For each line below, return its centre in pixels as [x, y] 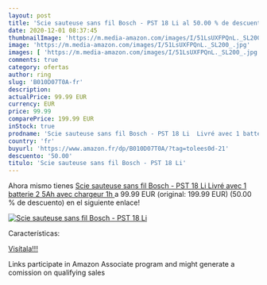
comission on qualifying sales [57, 273]
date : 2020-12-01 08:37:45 [53, 30]
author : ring [30, 75]
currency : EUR [32, 104]
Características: [34, 233]
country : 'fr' [32, 141]
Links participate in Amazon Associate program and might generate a [122, 264]
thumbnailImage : [35, 38]
